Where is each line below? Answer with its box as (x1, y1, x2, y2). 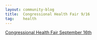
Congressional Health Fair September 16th (5, 30, 92, 36)
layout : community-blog (5, 7, 55, 12)
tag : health (5, 16, 37, 21)
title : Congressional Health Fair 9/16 (5, 12, 91, 17)
